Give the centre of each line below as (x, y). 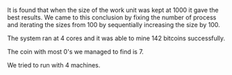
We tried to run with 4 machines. (54, 65)
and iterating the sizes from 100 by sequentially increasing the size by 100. (114, 25)
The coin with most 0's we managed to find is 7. (75, 52)
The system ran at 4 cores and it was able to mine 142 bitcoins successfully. (116, 38)
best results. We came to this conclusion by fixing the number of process (112, 17)
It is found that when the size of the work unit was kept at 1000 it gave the (113, 10)
